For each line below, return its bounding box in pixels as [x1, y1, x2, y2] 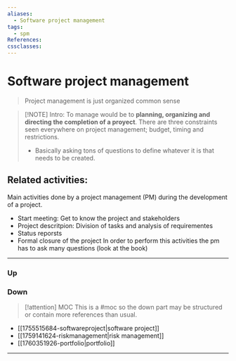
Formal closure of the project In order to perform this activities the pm [17, 236, 220, 245]
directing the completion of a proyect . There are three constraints [24, 118, 218, 126]
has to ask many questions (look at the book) [17, 243, 148, 252]
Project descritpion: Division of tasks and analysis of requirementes [17, 221, 213, 229]
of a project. [7, 200, 43, 208]
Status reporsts [17, 229, 63, 237]
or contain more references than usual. [24, 310, 138, 319]
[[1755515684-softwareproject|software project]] [17, 324, 159, 332]
